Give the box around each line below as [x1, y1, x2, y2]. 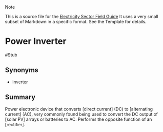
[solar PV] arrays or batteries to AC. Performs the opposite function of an [5, 116, 152, 122]
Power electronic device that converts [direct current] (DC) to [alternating [5, 106, 153, 112]
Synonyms [5, 66, 39, 75]
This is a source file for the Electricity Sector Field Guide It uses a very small [5, 14, 159, 19]
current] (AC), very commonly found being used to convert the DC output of [5, 111, 158, 117]
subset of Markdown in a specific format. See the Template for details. [5, 19, 147, 24]
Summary [5, 93, 36, 101]
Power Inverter [5, 36, 67, 47]
